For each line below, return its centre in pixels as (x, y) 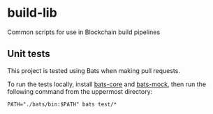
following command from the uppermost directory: (80, 91)
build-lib (32, 13)
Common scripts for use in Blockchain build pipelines (84, 32)
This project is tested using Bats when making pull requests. (94, 70)
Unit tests (29, 54)
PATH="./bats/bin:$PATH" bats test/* (62, 104)
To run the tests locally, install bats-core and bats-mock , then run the (107, 84)
